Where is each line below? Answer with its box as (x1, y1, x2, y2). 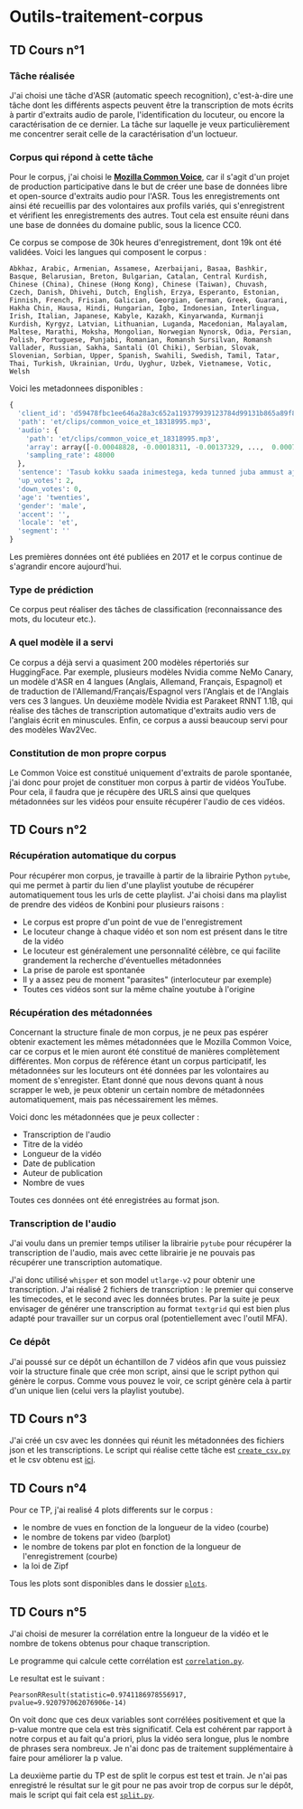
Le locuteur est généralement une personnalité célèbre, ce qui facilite (22, 945, 281, 956)
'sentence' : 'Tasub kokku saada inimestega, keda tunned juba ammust (17, 468, 284, 477)
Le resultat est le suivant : (9, 1672, 106, 1683)
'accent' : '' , (17, 509, 70, 519)
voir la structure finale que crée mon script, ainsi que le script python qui (9, 1366, 280, 1377)
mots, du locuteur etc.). (9, 613, 96, 625)
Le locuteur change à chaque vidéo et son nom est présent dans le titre (22, 925, 289, 937)
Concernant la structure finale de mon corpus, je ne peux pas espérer (9, 1027, 269, 1037)
